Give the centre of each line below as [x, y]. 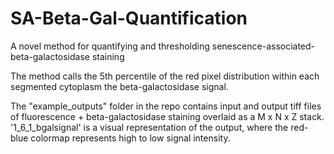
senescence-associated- [263, 46]
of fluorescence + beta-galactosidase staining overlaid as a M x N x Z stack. [167, 116]
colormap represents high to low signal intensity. [130, 138]
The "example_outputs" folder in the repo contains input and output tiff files [166, 106]
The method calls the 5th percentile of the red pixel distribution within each [165, 76]
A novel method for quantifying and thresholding [110, 46]
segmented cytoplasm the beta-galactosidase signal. [119, 86]
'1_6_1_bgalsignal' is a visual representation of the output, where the [149, 127]
